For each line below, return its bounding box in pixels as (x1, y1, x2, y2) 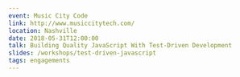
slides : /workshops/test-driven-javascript (8, 49, 157, 57)
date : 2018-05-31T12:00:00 (8, 34, 99, 43)
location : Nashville (8, 26, 78, 34)
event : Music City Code (8, 11, 89, 20)
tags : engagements (8, 57, 70, 65)
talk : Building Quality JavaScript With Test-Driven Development (8, 42, 232, 50)
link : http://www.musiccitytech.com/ (8, 19, 135, 27)
